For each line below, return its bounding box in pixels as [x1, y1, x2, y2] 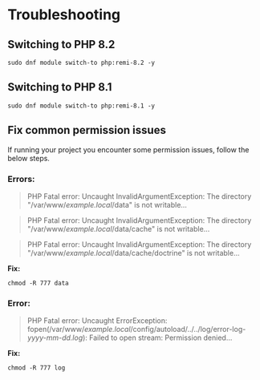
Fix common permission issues [7, 123, 166, 137]
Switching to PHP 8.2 [7, 38, 116, 51]
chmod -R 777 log [7, 364, 66, 372]
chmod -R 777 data [7, 279, 69, 287]
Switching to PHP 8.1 [7, 80, 112, 94]
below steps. [7, 153, 50, 163]
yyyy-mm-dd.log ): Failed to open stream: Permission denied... [26, 333, 233, 342]
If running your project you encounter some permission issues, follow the [7, 144, 250, 154]
